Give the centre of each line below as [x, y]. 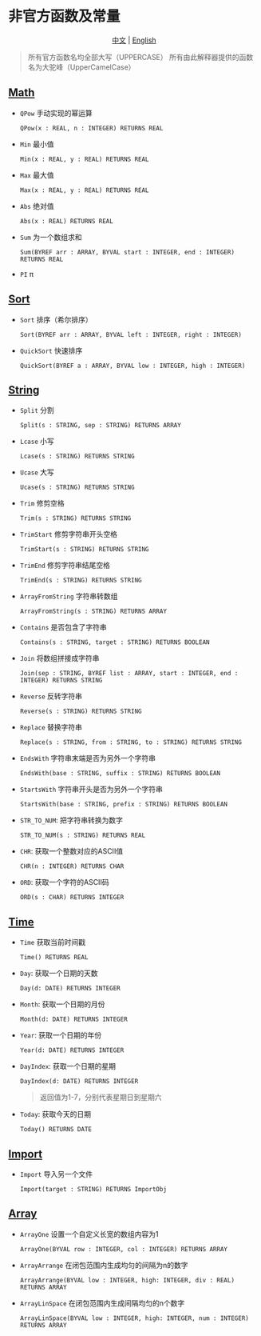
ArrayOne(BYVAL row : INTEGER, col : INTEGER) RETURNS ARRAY [124, 1249]
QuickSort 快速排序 [51, 350]
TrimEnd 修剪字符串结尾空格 [65, 566]
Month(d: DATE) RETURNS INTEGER [73, 1020]
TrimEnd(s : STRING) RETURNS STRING [81, 581]
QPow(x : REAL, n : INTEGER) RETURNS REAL [91, 128]
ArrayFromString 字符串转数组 [69, 596]
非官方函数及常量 [65, 16]
